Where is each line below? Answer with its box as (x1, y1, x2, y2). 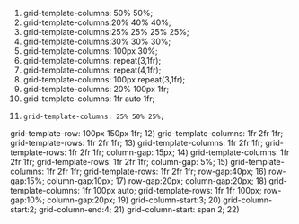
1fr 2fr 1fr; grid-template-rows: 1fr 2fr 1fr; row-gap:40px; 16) (45, 166, 268, 177)
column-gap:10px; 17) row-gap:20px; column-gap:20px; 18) (46, 176, 268, 186)
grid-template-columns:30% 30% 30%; (22, 36, 171, 47)
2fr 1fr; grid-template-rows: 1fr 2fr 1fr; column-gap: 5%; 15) (10, 157, 229, 167)
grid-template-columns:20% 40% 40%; (22, 17, 171, 28)
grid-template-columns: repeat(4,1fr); (22, 65, 162, 75)
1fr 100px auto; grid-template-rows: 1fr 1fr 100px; (81, 185, 262, 195)
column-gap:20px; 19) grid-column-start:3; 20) (47, 194, 222, 205)
